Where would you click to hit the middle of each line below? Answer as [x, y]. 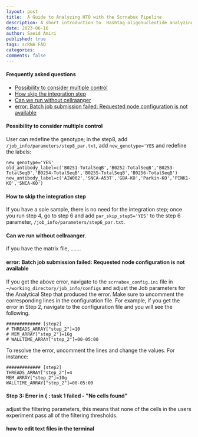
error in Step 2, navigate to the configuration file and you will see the [89, 306]
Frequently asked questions [41, 74]
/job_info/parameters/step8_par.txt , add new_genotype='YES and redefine [96, 146]
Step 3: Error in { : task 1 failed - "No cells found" [67, 396]
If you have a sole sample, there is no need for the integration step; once [94, 210]
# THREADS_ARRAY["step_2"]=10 [43, 329]
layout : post [22, 12]
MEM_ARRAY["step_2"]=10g [37, 378]
